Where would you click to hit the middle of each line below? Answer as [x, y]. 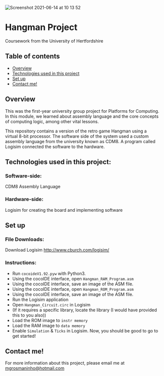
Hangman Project [41, 27]
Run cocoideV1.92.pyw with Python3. [49, 273]
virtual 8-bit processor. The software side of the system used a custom [77, 136]
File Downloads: [25, 239]
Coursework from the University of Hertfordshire [54, 41]
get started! [24, 336]
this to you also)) [29, 315]
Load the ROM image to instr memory [50, 320]
